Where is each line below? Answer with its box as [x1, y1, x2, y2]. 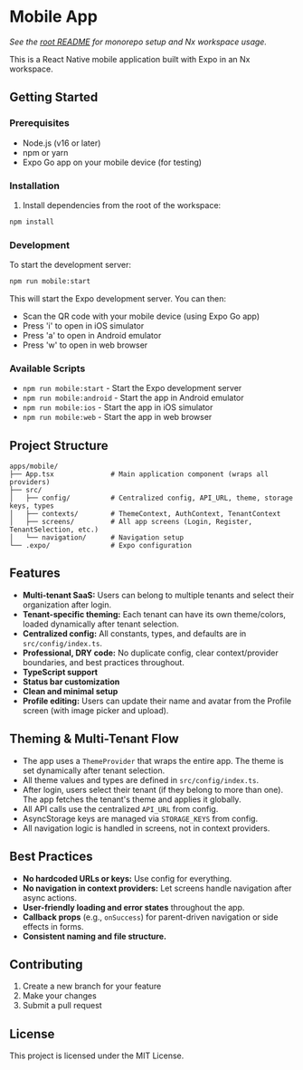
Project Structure [9, 437, 109, 454]
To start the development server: [9, 260, 132, 271]
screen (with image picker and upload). [22, 704, 169, 716]
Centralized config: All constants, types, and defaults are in [22, 627, 247, 639]
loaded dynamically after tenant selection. [22, 618, 179, 629]
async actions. [22, 892, 78, 903]
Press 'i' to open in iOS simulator [22, 320, 145, 331]
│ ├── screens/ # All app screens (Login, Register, [9, 518, 253, 527]
